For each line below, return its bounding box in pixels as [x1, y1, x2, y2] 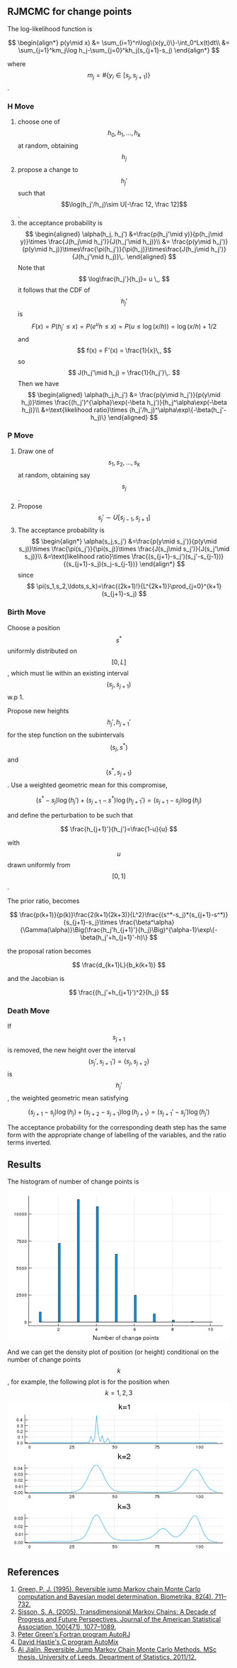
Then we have [17, 379, 59, 388]
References [7, 1566, 59, 1578]
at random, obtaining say [17, 470, 91, 479]
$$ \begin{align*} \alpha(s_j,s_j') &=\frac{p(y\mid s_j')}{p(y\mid [31, 537, 217, 546]
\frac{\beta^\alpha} [119, 918, 175, 926]
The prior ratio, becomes [7, 897, 80, 905]
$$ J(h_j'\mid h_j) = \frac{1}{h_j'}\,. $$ [68, 368, 180, 377]
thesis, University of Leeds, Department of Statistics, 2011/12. [17, 1653, 197, 1662]
